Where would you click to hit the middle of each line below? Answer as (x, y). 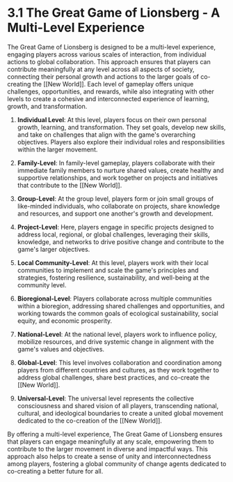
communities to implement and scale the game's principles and (108, 270)
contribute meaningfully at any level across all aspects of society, (101, 69)
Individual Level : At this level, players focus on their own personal (112, 119)
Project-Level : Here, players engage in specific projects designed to (115, 227)
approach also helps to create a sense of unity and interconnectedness (109, 456)
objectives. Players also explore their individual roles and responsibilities (121, 142)
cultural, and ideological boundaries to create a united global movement (120, 413)
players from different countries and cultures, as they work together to (118, 370)
